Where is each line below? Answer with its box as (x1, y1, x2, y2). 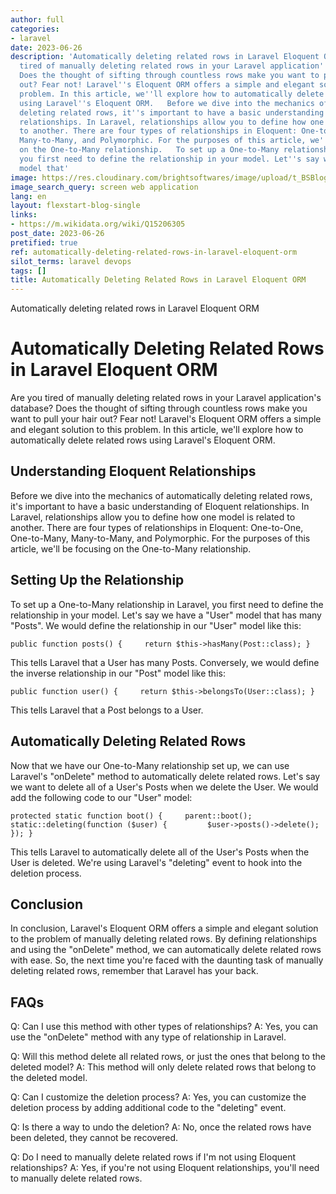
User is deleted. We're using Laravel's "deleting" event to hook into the (10, 856, 303, 868)
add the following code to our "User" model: (10, 791, 193, 803)
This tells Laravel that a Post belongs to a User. (10, 704, 204, 716)
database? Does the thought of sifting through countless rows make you (10, 402, 308, 415)
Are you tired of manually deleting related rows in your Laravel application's (10, 392, 322, 404)
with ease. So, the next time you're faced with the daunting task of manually (10, 954, 324, 966)
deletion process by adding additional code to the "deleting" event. (10, 1102, 287, 1114)
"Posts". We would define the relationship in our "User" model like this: (10, 619, 302, 631)
